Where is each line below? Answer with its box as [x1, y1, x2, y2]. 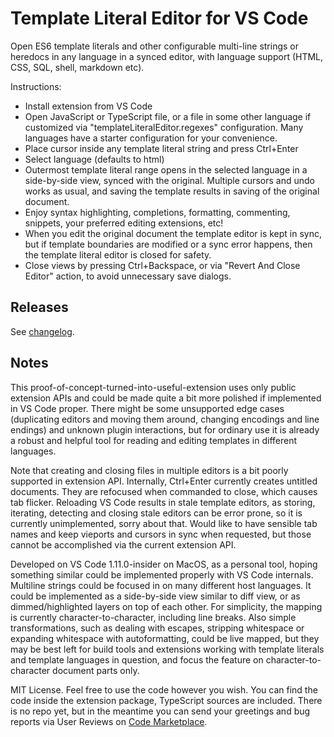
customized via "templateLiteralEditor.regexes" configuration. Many [24, 121, 304, 133]
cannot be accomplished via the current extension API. [10, 538, 237, 551]
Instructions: [10, 80, 62, 92]
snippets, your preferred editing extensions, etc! [24, 217, 224, 229]
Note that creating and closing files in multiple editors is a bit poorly [10, 464, 289, 476]
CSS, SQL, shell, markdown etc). [10, 61, 145, 73]
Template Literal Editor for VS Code [10, 7, 309, 30]
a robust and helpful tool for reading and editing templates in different [10, 434, 298, 446]
